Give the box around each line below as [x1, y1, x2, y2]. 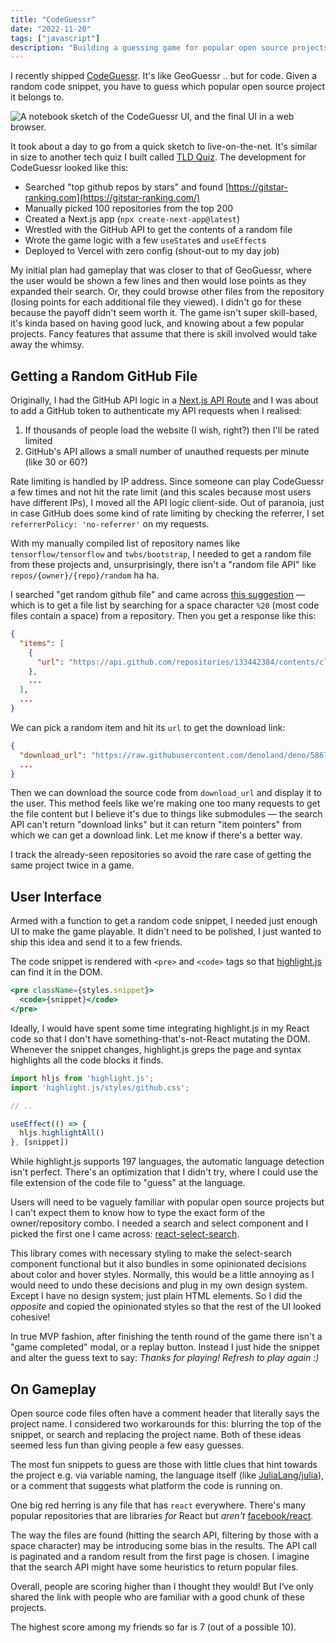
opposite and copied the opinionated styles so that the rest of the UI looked [10, 1301, 322, 1313]
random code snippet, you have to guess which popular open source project [10, 81, 326, 93]
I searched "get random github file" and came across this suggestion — [10, 589, 305, 601]
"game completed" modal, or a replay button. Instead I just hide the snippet [10, 1341, 320, 1353]
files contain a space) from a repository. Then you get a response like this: [10, 610, 317, 622]
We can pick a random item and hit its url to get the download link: [10, 721, 286, 733]
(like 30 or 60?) [24, 456, 88, 468]
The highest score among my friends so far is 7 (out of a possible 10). [10, 1621, 297, 1633]
